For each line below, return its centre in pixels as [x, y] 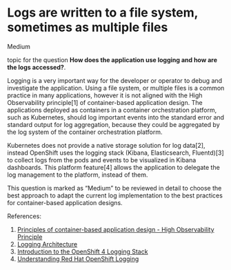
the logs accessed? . [37, 67]
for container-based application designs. [65, 202]
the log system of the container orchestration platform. [85, 132]
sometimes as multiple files [88, 27]
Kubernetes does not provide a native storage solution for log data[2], [106, 145]
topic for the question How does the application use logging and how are [112, 59]
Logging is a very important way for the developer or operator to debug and [115, 80]
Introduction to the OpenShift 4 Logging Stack [82, 251]
